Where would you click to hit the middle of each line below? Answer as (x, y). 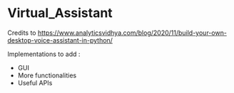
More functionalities (47, 75)
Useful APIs (35, 82)
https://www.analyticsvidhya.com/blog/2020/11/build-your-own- (132, 33)
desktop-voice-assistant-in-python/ (60, 40)
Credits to (22, 33)
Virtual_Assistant (60, 13)
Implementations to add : (44, 54)
